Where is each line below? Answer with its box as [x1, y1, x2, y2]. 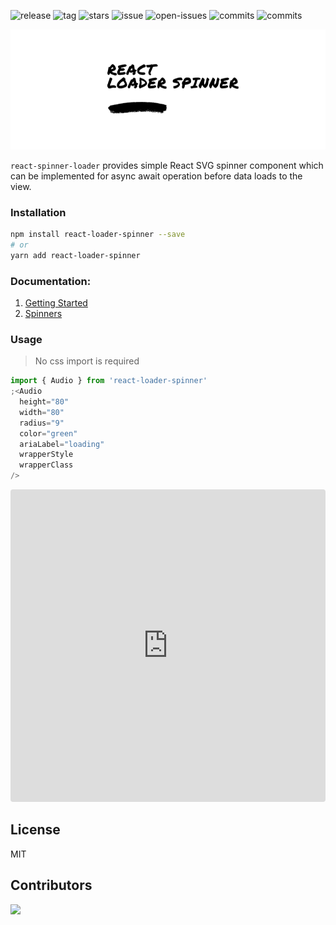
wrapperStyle [19, 450, 74, 460]
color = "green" [19, 428, 78, 439]
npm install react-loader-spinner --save [10, 230, 186, 240]
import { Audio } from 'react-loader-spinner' [10, 376, 208, 386]
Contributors [10, 877, 93, 894]
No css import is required [34, 355, 140, 367]
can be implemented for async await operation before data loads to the [10, 170, 303, 182]
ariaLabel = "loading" [19, 439, 105, 449]
